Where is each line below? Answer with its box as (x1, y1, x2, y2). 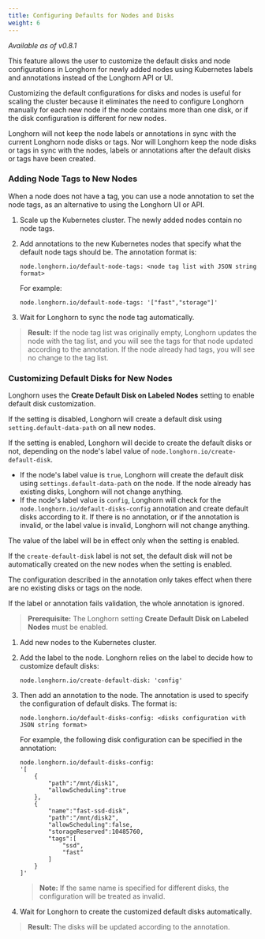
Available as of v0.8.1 (8, 40, 77, 50)
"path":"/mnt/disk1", (48, 779, 120, 787)
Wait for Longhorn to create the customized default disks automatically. (19, 907, 252, 917)
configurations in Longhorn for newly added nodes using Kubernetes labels (8, 64, 254, 74)
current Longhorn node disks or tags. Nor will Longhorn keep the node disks (8, 137, 257, 146)
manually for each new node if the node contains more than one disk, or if (8, 104, 248, 115)
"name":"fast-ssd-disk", (48, 807, 130, 815)
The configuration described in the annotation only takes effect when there (8, 575, 252, 585)
